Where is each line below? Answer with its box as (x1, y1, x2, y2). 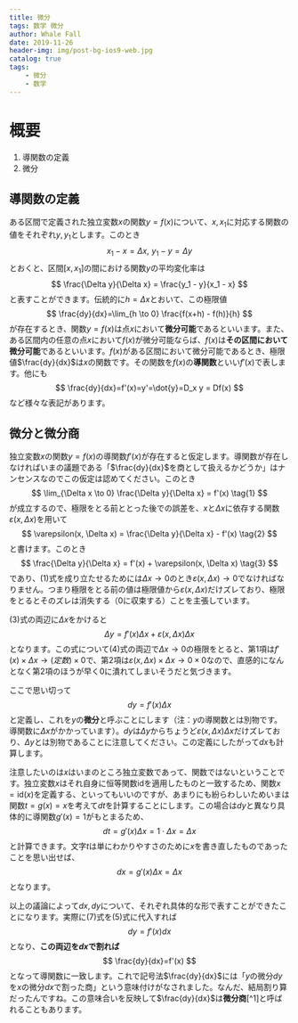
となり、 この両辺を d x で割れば (9, 941, 120, 952)
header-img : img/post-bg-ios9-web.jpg (9, 46, 153, 55)
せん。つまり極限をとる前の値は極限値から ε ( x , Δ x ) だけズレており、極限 (24, 585, 286, 595)
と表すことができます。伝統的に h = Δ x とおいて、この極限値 (9, 293, 228, 304)
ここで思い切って (9, 685, 72, 696)
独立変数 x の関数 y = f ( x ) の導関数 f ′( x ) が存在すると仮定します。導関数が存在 (9, 451, 282, 462)
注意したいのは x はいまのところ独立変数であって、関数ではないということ (9, 767, 278, 778)
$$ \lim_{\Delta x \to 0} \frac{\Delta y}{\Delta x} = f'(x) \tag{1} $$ (30, 487, 269, 499)
